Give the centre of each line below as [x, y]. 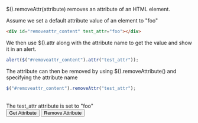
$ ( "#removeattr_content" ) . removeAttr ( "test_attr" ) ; [71, 88]
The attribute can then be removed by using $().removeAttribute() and [91, 71]
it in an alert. [21, 49]
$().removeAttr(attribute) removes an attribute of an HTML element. [88, 9]
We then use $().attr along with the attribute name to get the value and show [99, 43]
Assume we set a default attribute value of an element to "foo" [82, 20]
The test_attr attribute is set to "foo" [50, 106]
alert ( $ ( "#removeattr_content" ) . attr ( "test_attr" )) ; [72, 60]
